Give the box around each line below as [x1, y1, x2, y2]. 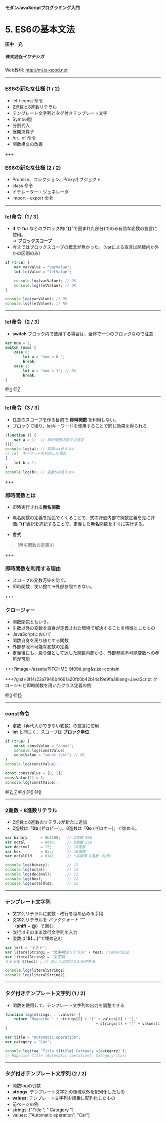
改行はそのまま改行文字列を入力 [12, 929, 78, 935]
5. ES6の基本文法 [5, 24, 75, 35]
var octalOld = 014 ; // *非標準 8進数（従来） [5, 854, 114, 859]
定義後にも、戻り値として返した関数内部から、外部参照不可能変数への [12, 650, 155, 656]
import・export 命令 [12, 195, 53, 201]
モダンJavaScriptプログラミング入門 [5, 4, 80, 10]
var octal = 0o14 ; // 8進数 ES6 [5, 840, 92, 845]
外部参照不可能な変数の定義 [12, 644, 69, 650]
